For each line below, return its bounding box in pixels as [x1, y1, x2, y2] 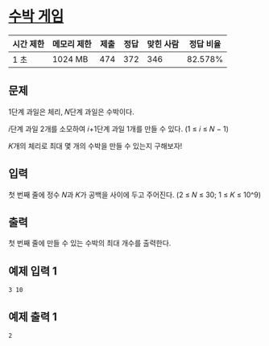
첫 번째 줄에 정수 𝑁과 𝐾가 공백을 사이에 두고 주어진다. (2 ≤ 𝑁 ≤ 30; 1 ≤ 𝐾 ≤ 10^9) [8, 190, 262, 200]
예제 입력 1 [8, 264, 58, 278]
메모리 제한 [52, 38, 93, 49]
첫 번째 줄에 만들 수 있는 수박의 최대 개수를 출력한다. [8, 238, 172, 248]
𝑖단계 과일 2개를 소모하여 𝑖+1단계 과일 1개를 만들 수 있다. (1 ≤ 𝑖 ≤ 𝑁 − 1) [8, 124, 230, 134]
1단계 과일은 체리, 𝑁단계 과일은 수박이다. [8, 106, 134, 117]
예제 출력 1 [8, 310, 58, 323]
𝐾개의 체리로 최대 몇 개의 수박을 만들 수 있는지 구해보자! [8, 141, 183, 150]
